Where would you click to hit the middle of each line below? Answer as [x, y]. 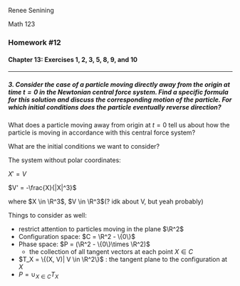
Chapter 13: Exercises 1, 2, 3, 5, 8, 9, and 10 [73, 59]
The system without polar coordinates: [65, 160]
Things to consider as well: [48, 216]
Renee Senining [31, 10]
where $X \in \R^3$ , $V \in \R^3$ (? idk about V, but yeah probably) [106, 201]
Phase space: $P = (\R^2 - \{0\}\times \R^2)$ [84, 244]
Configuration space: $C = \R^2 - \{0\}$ [77, 237]
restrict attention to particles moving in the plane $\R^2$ [101, 229]
